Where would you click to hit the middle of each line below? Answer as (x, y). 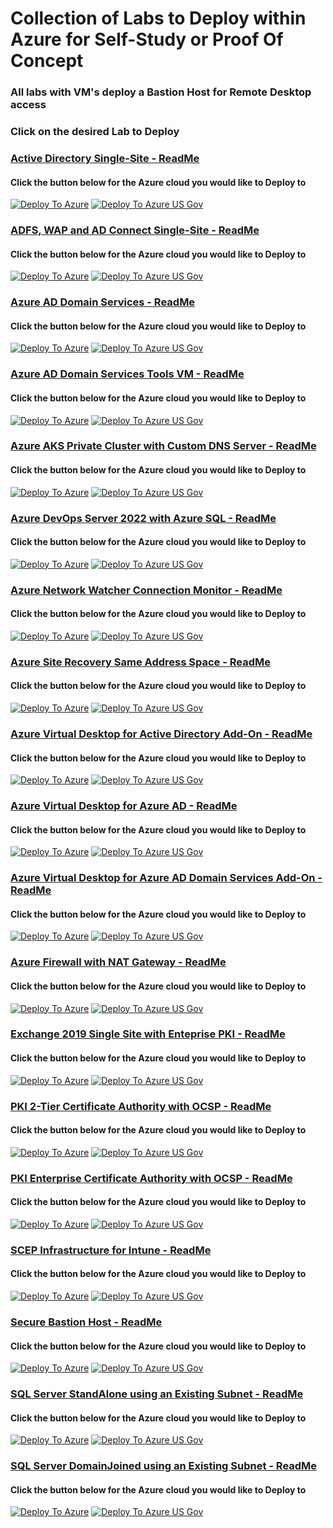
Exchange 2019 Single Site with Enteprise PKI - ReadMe (148, 1034)
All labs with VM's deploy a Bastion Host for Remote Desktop (161, 92)
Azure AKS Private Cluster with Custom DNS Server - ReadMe (163, 446)
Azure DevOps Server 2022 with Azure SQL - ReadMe (143, 518)
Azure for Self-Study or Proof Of (147, 39)
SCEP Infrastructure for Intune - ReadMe (111, 1250)
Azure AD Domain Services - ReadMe (103, 302)
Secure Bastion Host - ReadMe (86, 1322)
